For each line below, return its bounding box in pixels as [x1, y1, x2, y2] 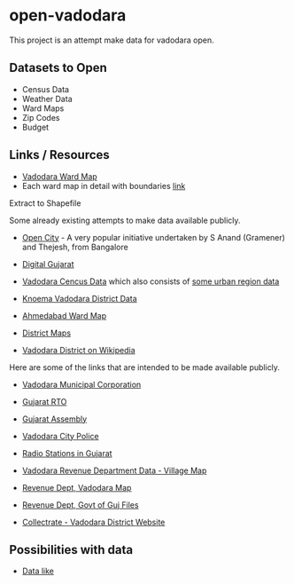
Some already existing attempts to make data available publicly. [9, 215, 241, 225]
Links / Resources [9, 147, 111, 162]
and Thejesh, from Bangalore [21, 241, 128, 252]
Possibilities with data [9, 542, 134, 557]
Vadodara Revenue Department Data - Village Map [21, 465, 207, 476]
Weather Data [21, 93, 73, 104]
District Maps [21, 328, 72, 338]
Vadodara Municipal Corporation [21, 379, 142, 390]
